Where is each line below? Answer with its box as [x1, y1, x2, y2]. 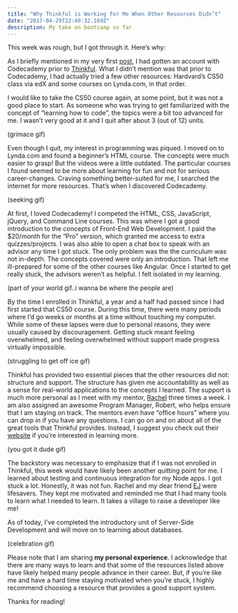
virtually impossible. [7, 343, 66, 351]
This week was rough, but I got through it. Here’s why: [7, 43, 166, 52]
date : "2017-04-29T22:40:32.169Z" [7, 17, 110, 24]
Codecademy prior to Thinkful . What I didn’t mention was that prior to [7, 65, 212, 73]
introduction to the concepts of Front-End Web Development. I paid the [7, 225, 216, 233]
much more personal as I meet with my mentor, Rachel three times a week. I [7, 393, 230, 402]
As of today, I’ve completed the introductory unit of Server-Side [7, 518, 195, 527]
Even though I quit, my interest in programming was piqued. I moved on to [7, 144, 224, 153]
